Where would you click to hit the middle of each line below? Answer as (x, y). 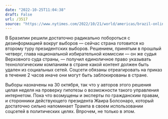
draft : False (19, 14)
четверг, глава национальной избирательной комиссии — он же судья (81, 54)
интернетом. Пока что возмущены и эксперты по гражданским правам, (82, 95)
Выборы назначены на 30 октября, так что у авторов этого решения (78, 85)
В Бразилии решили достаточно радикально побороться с (68, 38)
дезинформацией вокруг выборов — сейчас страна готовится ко (75, 43)
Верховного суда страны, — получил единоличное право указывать (78, 59)
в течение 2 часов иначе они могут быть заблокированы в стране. (77, 75)
